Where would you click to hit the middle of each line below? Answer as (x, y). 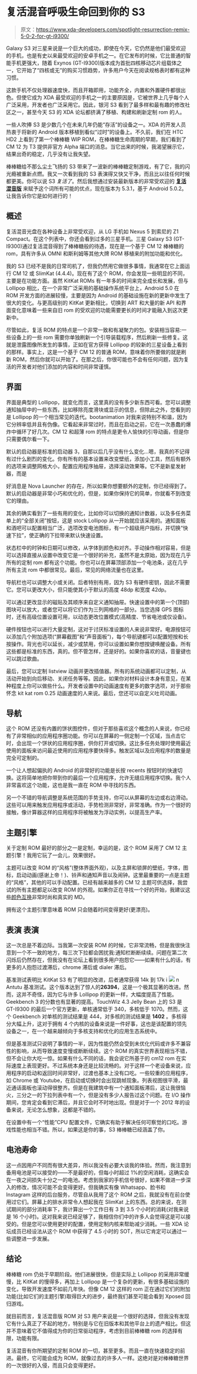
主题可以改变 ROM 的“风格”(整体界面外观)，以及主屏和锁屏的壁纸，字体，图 (97, 868)
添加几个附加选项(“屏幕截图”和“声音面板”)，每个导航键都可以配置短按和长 (100, 636)
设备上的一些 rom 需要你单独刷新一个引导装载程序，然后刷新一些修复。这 (99, 337)
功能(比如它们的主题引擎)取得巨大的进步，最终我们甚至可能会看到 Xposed (95, 1296)
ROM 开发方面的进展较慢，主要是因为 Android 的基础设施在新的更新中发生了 (98, 295)
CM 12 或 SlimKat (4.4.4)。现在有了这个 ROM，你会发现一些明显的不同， (100, 273)
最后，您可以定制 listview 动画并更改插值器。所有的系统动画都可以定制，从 (96, 671)
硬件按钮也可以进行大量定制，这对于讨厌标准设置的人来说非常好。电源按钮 (96, 629)
